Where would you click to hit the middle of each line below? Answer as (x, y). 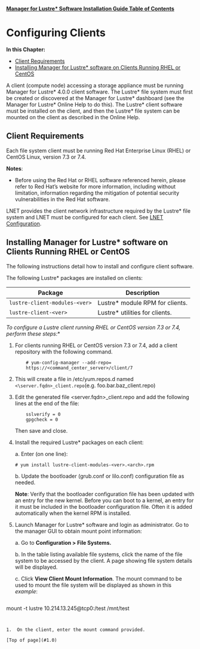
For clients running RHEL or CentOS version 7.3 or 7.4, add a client (96, 345)
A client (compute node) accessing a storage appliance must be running (95, 85)
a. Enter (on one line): (41, 454)
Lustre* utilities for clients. (135, 312)
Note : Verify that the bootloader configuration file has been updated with (104, 494)
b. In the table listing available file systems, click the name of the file (99, 554)
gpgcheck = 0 (42, 419)
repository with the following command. (64, 351)
